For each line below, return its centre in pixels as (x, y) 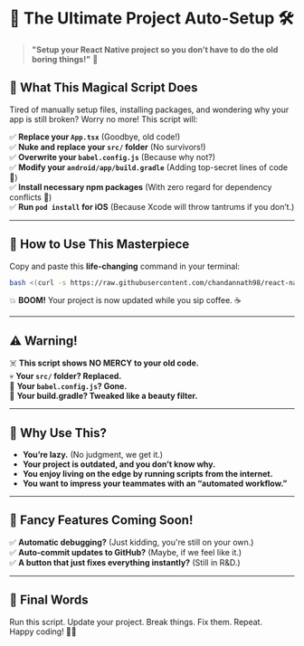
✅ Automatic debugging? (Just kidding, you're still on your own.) (132, 542)
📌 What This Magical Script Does (104, 88)
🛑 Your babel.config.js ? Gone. (68, 386)
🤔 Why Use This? (58, 433)
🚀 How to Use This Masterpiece (100, 245)
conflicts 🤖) (31, 197)
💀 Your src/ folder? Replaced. (66, 376)
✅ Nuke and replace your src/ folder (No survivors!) (108, 147)
